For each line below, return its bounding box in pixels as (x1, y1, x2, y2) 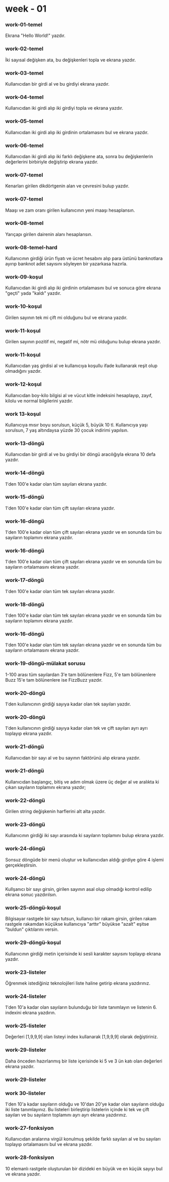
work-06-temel (5, 142, 44, 149)
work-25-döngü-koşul (5, 904, 61, 911)
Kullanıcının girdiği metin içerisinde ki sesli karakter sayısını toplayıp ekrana (5, 951, 161, 957)
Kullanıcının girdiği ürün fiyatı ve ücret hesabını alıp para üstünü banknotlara (5, 255, 163, 261)
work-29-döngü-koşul (5, 939, 62, 946)
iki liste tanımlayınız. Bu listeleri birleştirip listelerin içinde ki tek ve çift (5, 1106, 149, 1112)
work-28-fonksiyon (5, 1154, 54, 1161)
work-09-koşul (5, 273, 43, 281)
